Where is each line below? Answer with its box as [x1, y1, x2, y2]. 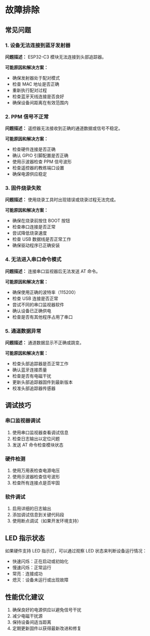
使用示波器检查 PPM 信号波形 [12, 159, 72, 165]
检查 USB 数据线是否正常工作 [12, 236, 71, 242]
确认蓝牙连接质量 [12, 367, 47, 373]
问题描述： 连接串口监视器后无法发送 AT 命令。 [5, 268, 101, 274]
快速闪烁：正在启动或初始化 [12, 558, 69, 564]
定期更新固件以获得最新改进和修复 [12, 625, 82, 631]
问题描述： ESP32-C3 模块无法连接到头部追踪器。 [5, 54, 107, 60]
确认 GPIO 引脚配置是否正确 [12, 153, 69, 159]
